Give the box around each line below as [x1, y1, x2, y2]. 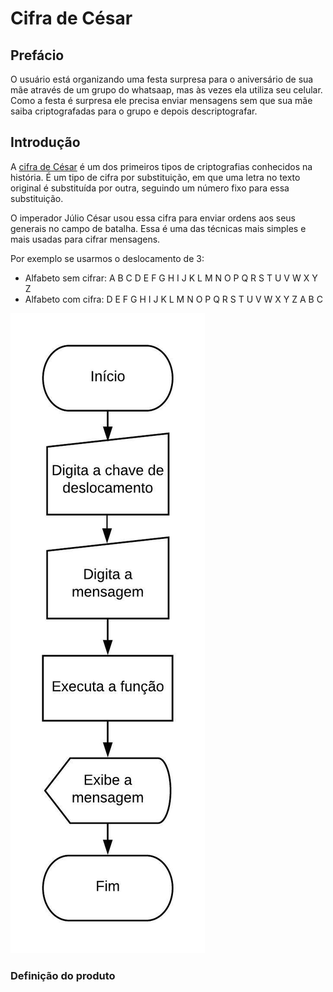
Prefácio [10, 47, 65, 64]
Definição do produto [10, 968, 116, 982]
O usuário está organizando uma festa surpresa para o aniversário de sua [10, 73, 314, 85]
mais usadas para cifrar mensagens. [10, 233, 161, 245]
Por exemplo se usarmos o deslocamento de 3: [10, 252, 205, 264]
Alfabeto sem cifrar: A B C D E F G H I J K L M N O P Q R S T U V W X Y [24, 272, 318, 284]
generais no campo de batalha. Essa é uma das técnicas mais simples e [10, 222, 307, 234]
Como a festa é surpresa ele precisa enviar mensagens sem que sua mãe [10, 95, 313, 106]
